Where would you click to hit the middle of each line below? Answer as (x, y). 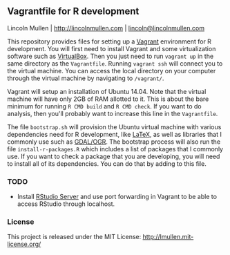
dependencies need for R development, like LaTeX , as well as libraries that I (115, 134)
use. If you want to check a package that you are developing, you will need (114, 156)
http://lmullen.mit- (168, 237)
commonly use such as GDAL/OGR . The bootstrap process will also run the (114, 142)
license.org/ (24, 244)
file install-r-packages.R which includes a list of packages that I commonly (115, 149)
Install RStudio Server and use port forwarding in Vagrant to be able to (117, 197)
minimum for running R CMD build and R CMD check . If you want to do (104, 106)
